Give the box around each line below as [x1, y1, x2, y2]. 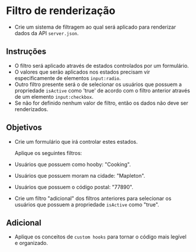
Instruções [6, 47, 47, 57]
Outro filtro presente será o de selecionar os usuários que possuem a [14, 81, 183, 88]
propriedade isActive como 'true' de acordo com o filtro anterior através [14, 87, 190, 94]
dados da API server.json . [14, 29, 79, 36]
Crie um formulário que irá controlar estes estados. [14, 138, 138, 145]
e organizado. [14, 240, 49, 247]
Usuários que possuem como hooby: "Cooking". [14, 161, 131, 168]
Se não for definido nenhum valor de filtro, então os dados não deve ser [14, 99, 188, 106]
